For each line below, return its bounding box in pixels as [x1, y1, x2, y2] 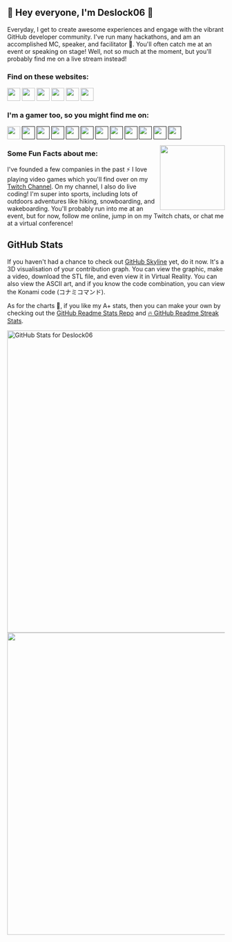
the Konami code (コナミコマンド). [7, 287, 106, 296]
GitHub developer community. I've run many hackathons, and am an [7, 32, 201, 41]
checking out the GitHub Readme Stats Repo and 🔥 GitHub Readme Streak [7, 309, 219, 317]
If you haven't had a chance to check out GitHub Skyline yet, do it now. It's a [7, 257, 224, 266]
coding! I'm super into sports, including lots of [7, 189, 138, 198]
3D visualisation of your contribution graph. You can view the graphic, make [7, 265, 223, 273]
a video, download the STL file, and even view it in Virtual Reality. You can [7, 272, 217, 280]
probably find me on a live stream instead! [7, 55, 127, 63]
